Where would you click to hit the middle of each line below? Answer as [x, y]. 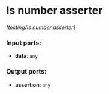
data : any [26, 56]
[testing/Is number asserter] [41, 27]
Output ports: [26, 72]
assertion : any [33, 84]
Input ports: [24, 43]
